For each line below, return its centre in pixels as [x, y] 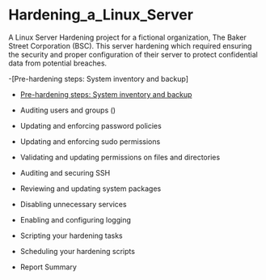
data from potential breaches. [58, 63]
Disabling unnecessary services [73, 204]
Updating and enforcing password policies [91, 125]
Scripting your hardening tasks [71, 235]
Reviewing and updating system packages [91, 189]
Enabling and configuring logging [76, 219]
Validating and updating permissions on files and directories [120, 157]
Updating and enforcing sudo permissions [90, 141]
